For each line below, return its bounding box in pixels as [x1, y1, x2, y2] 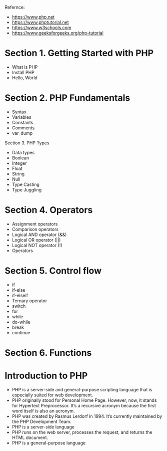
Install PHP [11, 69, 34, 75]
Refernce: [4, 5, 25, 10]
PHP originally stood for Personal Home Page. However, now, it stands [11, 397, 157, 403]
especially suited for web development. [11, 392, 93, 398]
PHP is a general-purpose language [11, 439, 86, 445]
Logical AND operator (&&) [11, 232, 67, 238]
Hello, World [11, 75, 38, 81]
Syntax [11, 109, 27, 115]
